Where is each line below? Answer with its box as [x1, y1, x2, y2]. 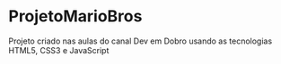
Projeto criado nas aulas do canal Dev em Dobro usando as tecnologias [8, 36, 273, 46]
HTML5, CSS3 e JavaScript [8, 44, 110, 55]
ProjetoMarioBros [8, 6, 143, 27]
